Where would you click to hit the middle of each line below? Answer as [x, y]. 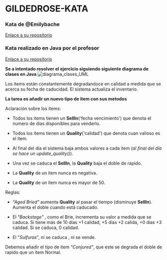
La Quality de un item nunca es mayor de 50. [59, 182]
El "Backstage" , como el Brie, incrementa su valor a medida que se [82, 217]
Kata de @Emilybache [32, 24]
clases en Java [21, 74]
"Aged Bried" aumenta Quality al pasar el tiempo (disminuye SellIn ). [82, 202]
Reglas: [13, 192]
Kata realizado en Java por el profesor [52, 48]
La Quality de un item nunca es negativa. [55, 172]
